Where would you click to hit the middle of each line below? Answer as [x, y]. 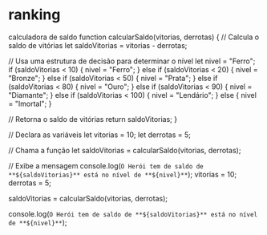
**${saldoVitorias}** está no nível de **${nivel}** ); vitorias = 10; [123, 174]
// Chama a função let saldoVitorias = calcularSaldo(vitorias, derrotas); [125, 150]
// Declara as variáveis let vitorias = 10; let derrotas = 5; [99, 135]
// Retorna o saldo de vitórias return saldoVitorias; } [93, 119]
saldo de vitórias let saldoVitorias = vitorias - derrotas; [98, 45]
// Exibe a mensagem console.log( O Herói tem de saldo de [106, 165]
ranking [34, 15]
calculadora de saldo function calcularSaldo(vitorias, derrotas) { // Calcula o [133, 37]
